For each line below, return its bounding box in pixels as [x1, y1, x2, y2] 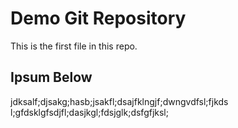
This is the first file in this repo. [10, 40, 138, 52]
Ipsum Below [10, 69, 93, 86]
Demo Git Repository [10, 7, 187, 30]
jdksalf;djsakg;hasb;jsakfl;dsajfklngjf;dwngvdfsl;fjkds [10, 95, 229, 107]
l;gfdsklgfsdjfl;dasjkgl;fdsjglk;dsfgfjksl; [10, 106, 169, 118]
